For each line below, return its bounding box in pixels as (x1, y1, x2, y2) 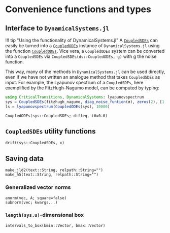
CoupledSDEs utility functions (5, 127, 96, 136)
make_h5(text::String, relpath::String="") (5, 172, 99, 177)
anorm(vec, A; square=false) (5, 195, 67, 201)
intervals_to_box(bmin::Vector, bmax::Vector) (5, 223, 106, 228)
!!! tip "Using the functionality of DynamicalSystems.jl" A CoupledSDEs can (5, 37, 158, 43)
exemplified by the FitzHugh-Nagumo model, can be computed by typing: (5, 85, 160, 91)
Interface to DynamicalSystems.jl (5, 24, 110, 32)
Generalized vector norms (5, 184, 71, 191)
